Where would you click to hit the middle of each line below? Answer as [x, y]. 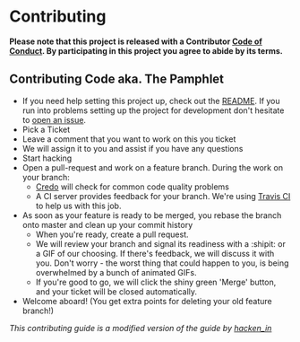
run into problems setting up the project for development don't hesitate [153, 110]
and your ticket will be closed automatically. [116, 291]
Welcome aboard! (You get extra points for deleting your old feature [147, 301]
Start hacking [47, 158]
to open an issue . [54, 119]
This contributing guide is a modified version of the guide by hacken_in [141, 328]
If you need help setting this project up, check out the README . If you [151, 101]
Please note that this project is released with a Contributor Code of [136, 41]
